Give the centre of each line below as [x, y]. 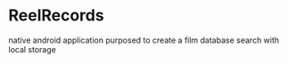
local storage [33, 49]
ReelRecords [56, 16]
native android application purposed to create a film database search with [144, 40]
